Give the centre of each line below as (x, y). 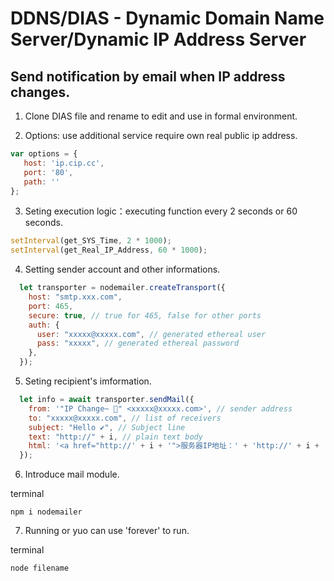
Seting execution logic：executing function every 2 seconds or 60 (161, 211)
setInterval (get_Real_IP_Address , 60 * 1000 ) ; (109, 250)
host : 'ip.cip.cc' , (64, 163)
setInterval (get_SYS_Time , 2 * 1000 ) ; (91, 241)
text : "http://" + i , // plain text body (115, 437)
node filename (40, 568)
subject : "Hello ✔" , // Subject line (107, 427)
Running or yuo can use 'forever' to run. (107, 531)
